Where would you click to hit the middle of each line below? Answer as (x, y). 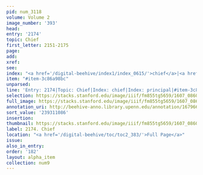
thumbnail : (20, 124)
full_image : (21, 101)
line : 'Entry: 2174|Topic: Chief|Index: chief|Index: (76, 90)
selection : (20, 96)
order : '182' (23, 152)
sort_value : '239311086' (37, 112)
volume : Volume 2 (28, 17)
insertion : (20, 118)
